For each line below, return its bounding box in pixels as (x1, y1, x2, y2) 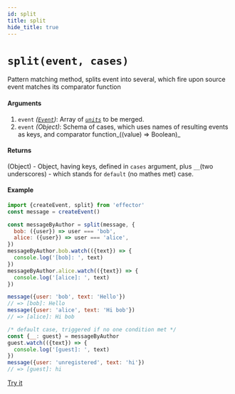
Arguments (7, 99, 42, 107)
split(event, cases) (7, 54, 130, 68)
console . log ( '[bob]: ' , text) (14, 254, 103, 262)
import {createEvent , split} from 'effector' (7, 201, 145, 208)
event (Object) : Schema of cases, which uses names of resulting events (17, 122, 229, 131)
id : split (7, 10, 37, 18)
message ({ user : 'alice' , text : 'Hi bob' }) (7, 307, 135, 314)
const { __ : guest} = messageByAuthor (7, 332, 120, 340)
